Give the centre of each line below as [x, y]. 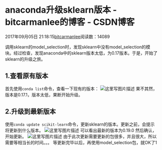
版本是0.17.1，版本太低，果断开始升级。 [44, 94]
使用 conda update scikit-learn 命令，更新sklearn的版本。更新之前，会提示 [80, 124]
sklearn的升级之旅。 [25, 59]
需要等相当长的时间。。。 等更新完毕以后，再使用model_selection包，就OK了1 [81, 142]
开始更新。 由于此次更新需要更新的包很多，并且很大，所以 [81, 136]
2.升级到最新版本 [31, 112]
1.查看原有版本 [27, 76]
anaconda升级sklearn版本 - [61, 10]
